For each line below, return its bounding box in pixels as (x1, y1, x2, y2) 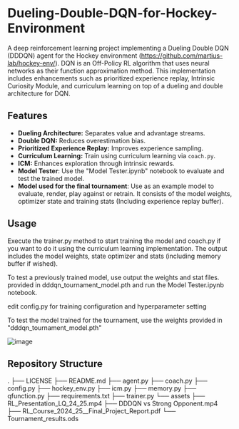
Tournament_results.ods (7, 415, 79, 423)
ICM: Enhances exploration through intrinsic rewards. (17, 159, 175, 167)
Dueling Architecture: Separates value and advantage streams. (17, 128, 205, 137)
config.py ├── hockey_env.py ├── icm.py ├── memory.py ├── (7, 384, 197, 393)
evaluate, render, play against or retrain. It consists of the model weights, (17, 189, 233, 197)
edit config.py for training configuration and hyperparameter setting (7, 301, 207, 311)
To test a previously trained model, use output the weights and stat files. (7, 273, 220, 281)
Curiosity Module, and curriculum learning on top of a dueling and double (7, 81, 223, 90)
